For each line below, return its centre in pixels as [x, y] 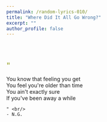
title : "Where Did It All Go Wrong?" [54, 17]
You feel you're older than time [45, 85]
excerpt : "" [21, 23]
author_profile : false [35, 29]
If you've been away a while [41, 98]
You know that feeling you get [43, 79]
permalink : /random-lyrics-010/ [47, 12]
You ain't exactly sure [33, 92]
